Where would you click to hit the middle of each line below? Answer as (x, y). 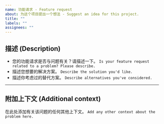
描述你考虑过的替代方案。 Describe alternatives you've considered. (82, 77)
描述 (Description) (33, 48)
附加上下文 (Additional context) (53, 99)
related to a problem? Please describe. (54, 66)
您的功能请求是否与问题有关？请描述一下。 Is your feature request (81, 61)
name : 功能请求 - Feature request (39, 9)
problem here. (20, 116)
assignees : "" (20, 28)
